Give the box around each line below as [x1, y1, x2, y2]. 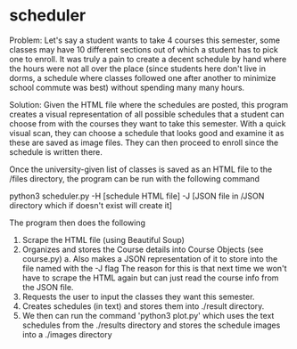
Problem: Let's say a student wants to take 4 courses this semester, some [9, 35, 281, 45]
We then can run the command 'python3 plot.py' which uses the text [21, 310, 275, 321]
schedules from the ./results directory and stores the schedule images [21, 320, 281, 330]
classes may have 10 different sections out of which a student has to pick [9, 44, 278, 54]
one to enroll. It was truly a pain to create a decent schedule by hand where [9, 53, 287, 64]
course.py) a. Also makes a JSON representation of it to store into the [21, 253, 278, 264]
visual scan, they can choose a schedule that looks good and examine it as [9, 127, 285, 138]
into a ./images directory [21, 329, 113, 339]
